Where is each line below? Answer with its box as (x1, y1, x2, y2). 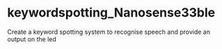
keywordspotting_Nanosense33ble (7, 5, 216, 21)
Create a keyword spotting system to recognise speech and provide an (7, 28, 211, 36)
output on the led (7, 35, 57, 43)
